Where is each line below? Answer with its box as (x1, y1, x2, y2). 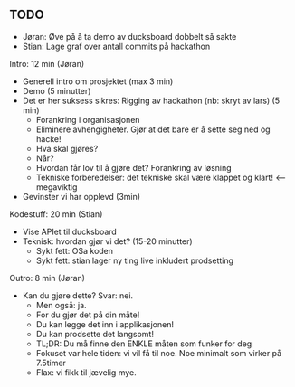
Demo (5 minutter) (22, 85, 91, 96)
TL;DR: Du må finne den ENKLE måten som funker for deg (35, 338, 252, 349)
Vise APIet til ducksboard (22, 226, 118, 237)
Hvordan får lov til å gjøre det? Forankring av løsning (35, 162, 233, 173)
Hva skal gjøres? (35, 143, 99, 154)
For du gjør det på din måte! (35, 309, 140, 320)
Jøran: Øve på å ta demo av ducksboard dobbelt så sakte (22, 31, 237, 42)
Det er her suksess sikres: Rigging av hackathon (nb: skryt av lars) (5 (22, 95, 281, 106)
